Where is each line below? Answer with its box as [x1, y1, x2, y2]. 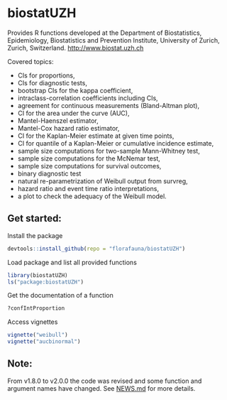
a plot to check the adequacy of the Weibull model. [17, 192, 167, 200]
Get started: [7, 212, 62, 225]
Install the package [7, 231, 63, 239]
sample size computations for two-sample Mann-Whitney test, [17, 146, 200, 155]
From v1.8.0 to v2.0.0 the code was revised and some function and [7, 377, 202, 385]
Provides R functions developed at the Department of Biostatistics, [7, 28, 202, 37]
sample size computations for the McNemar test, [17, 154, 161, 163]
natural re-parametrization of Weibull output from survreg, [17, 176, 188, 185]
